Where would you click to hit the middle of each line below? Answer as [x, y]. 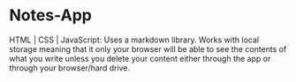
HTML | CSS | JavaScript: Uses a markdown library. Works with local [134, 40]
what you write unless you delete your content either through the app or [140, 58]
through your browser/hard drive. [70, 68]
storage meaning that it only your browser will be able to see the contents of [148, 48]
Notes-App [51, 15]
